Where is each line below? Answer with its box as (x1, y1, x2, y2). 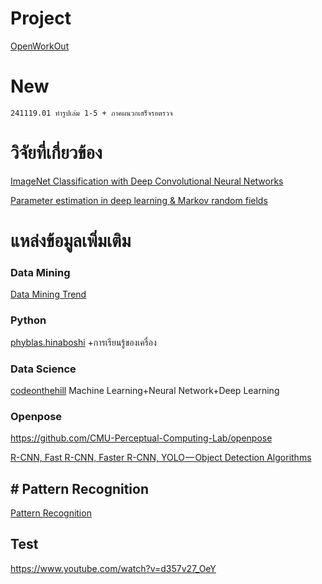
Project (10, 7, 72, 30)
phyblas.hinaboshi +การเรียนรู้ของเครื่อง (10, 336, 157, 348)
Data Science (10, 362, 77, 376)
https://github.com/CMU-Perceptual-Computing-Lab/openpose (10, 432, 273, 444)
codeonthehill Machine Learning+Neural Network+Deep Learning (10, 384, 280, 396)
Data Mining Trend (10, 288, 87, 301)
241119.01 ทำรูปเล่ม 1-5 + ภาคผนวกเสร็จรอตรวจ (10, 108, 173, 118)
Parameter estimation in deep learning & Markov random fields (10, 194, 268, 206)
